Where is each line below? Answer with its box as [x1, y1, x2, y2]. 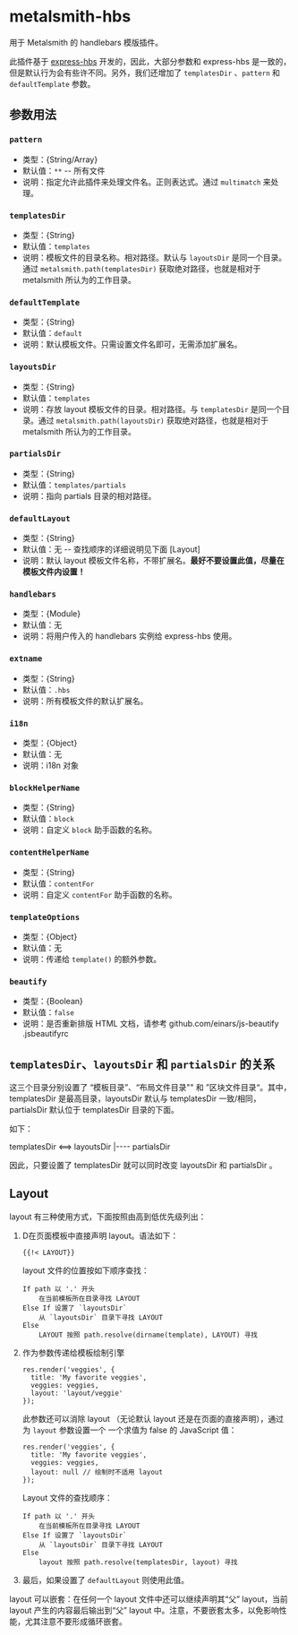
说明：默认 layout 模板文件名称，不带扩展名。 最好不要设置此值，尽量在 [21, 555, 285, 566]
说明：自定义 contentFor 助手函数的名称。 [21, 889, 177, 899]
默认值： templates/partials [21, 479, 127, 490]
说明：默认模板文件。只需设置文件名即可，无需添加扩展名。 [21, 339, 243, 350]
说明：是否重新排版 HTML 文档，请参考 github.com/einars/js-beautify [21, 1019, 279, 1029]
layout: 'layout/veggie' [30, 1389, 123, 1398]
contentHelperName [9, 848, 89, 857]
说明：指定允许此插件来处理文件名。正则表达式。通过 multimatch [21, 176, 261, 187]
